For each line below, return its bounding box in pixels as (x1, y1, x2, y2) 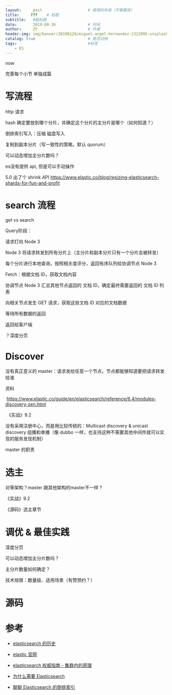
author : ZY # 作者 (5, 27, 100, 32)
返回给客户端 (5, 321, 32, 327)
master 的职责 (5, 447, 35, 453)
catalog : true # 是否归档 (5, 37, 108, 42)
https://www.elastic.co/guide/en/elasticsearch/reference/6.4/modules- (6, 396, 157, 402)
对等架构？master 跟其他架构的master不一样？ (5, 485, 103, 491)
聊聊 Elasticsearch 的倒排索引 (12, 684, 75, 690)
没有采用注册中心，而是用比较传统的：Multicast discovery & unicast (5, 423, 148, 429)
